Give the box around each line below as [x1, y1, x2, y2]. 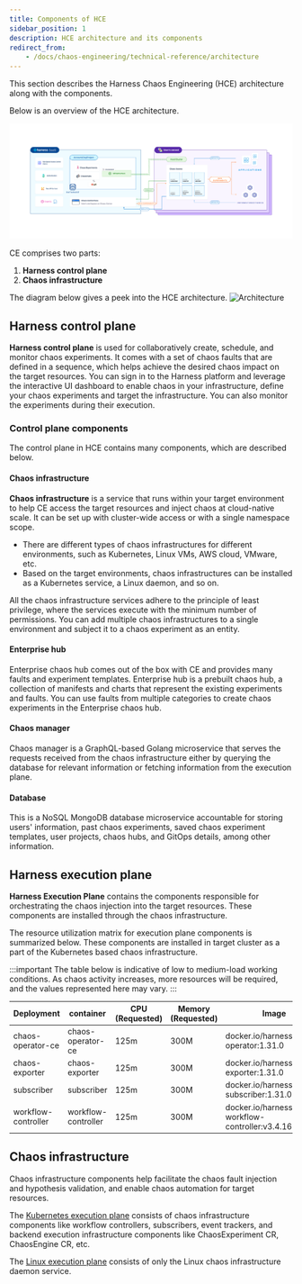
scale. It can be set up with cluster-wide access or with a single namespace [9, 511, 290, 522]
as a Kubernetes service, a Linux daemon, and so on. [22, 577, 219, 588]
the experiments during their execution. [9, 400, 155, 411]
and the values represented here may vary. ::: [9, 983, 178, 994]
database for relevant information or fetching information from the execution [9, 762, 292, 773]
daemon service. [9, 1265, 72, 1276]
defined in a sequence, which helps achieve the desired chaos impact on [9, 361, 280, 373]
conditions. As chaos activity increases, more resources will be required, [9, 973, 279, 985]
